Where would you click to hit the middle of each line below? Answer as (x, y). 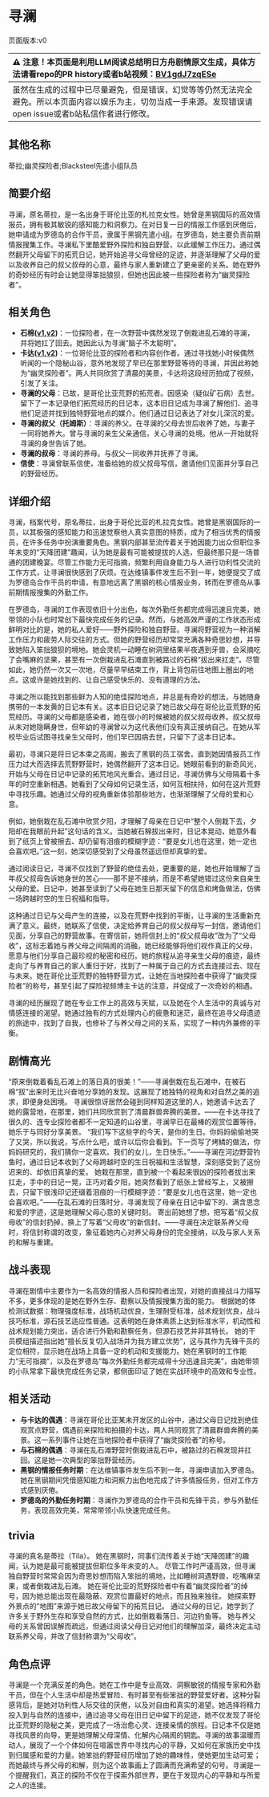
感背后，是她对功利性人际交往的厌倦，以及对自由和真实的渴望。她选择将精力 (134, 1705)
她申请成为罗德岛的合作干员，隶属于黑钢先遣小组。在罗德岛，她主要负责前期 (134, 234)
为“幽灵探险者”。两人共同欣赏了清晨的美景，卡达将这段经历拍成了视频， (139, 373)
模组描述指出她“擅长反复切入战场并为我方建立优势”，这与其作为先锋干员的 (137, 1341)
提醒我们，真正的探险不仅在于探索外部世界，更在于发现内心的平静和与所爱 (138, 1775)
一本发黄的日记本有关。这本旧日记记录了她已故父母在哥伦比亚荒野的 (141, 707)
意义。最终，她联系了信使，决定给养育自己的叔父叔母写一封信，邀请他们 (141, 926)
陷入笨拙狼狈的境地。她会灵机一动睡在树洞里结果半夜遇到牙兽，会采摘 (138, 650)
